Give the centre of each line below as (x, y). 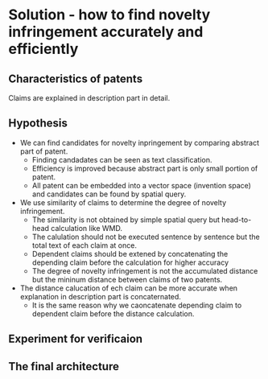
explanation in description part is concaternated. (100, 296)
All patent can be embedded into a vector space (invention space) (142, 185)
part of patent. (44, 151)
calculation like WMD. (87, 228)
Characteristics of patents (76, 78)
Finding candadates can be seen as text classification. (122, 159)
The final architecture (64, 367)
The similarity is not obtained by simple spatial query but (126, 220)
